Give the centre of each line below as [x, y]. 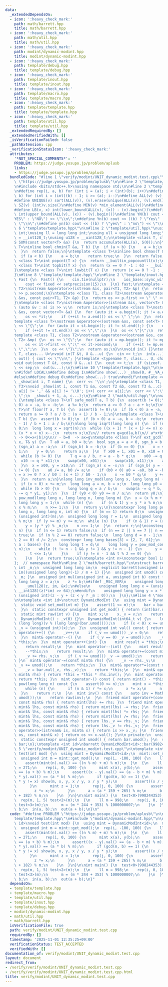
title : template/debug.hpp [42, 70]
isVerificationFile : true [37, 925]
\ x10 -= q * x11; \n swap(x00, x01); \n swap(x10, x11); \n [84, 460]
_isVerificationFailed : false [41, 140]
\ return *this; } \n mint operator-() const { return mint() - [82, 679]
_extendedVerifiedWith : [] [38, 135]
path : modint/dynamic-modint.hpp [49, 51]
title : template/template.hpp [46, 112]
